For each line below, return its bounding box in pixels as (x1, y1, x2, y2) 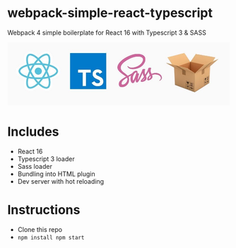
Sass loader (17, 163, 53, 171)
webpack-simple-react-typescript (7, 5, 213, 21)
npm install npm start (17, 235, 85, 242)
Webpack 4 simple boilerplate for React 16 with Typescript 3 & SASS (7, 28, 206, 37)
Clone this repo (17, 225, 62, 234)
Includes (7, 124, 59, 140)
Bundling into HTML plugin (17, 170, 95, 178)
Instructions (7, 202, 81, 218)
